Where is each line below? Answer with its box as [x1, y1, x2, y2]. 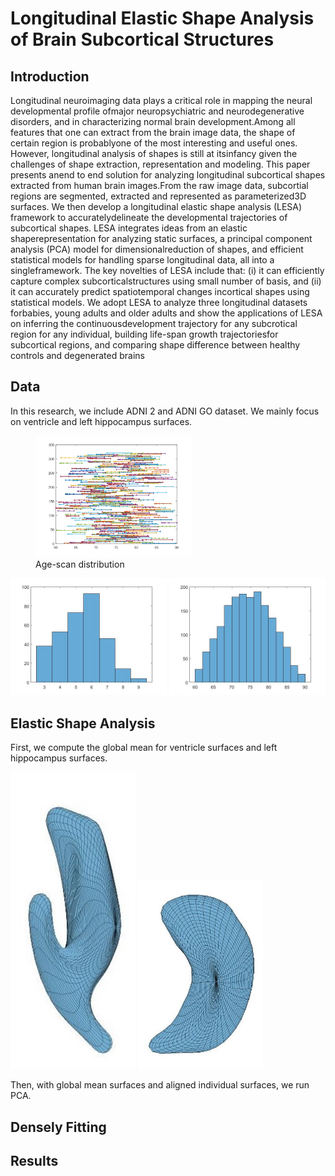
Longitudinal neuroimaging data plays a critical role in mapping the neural [10, 95, 313, 106]
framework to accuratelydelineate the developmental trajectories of [10, 212, 288, 223]
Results [10, 1153, 59, 1169]
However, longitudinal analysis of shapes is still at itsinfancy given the [10, 148, 298, 159]
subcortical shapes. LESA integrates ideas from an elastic [10, 222, 248, 234]
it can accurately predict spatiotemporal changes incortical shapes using [10, 286, 310, 297]
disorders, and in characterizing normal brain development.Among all [10, 116, 296, 127]
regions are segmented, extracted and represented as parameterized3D [10, 190, 307, 202]
